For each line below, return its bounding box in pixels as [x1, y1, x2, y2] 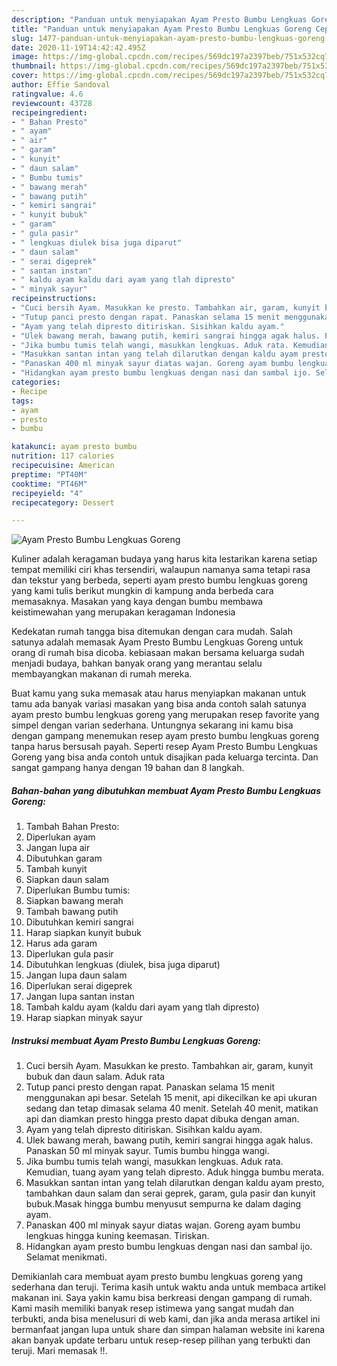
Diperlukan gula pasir [25, 948, 114, 960]
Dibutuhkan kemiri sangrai [25, 916, 134, 928]
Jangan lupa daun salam [25, 969, 128, 981]
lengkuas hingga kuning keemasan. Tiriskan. [25, 1230, 210, 1242]
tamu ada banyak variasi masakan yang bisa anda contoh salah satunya [11, 698, 307, 710]
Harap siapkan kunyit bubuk [25, 927, 142, 939]
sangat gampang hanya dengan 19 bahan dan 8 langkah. [11, 762, 245, 774]
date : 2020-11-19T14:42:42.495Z [11, 42, 146, 53]
